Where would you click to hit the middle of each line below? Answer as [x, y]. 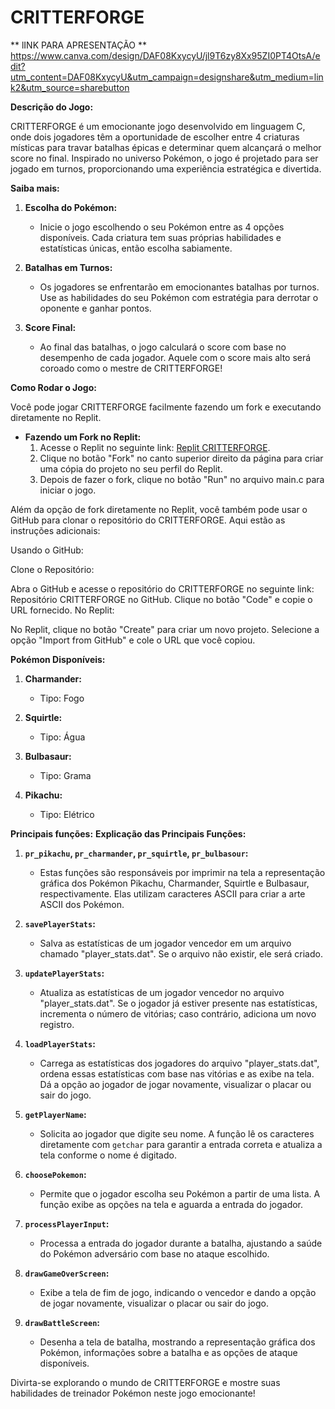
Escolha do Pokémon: [71, 207]
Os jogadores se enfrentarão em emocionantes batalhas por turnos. [179, 287]
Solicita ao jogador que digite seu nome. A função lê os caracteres [177, 1133]
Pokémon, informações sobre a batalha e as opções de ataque [168, 1352]
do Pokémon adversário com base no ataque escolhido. [154, 1253]
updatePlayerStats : [64, 973]
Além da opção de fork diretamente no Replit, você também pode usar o [159, 509]
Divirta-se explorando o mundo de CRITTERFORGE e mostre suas [145, 1382]
